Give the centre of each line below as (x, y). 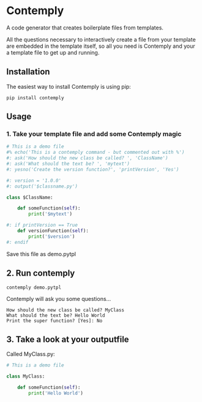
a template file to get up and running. (53, 52)
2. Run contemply (41, 273)
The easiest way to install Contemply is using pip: (69, 86)
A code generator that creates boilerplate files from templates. (85, 28)
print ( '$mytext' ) (50, 214)
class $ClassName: (30, 197)
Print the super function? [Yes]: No (54, 320)
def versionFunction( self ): (53, 231)
